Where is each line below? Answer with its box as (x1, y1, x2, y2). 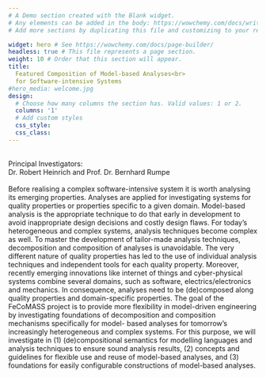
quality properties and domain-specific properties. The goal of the (8, 293, 224, 303)
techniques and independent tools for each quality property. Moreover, (8, 259, 240, 269)
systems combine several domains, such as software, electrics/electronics (8, 276, 252, 285)
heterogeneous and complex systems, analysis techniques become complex (8, 226, 258, 236)
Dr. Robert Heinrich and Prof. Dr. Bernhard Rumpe (8, 167, 170, 176)
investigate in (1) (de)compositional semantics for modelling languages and (8, 335, 253, 345)
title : (8, 62, 30, 71)
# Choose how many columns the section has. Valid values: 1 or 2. (15, 100, 243, 108)
